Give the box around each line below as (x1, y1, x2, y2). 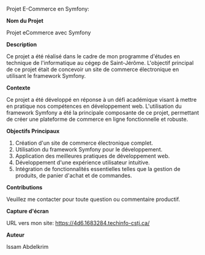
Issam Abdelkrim (6, 243, 49, 250)
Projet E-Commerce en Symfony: (6, 6, 90, 12)
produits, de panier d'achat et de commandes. (15, 172, 132, 179)
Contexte (6, 84, 31, 91)
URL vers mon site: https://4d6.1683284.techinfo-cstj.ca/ (6, 219, 150, 226)
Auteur (6, 231, 24, 238)
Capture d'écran (6, 208, 49, 215)
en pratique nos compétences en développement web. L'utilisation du (6, 102, 182, 110)
